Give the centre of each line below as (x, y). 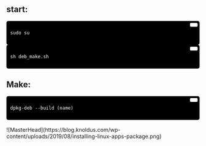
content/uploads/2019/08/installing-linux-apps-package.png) (84, 136)
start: (17, 10)
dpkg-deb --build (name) (42, 108)
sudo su (20, 33)
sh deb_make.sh (29, 56)
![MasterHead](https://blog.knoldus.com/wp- (63, 129)
